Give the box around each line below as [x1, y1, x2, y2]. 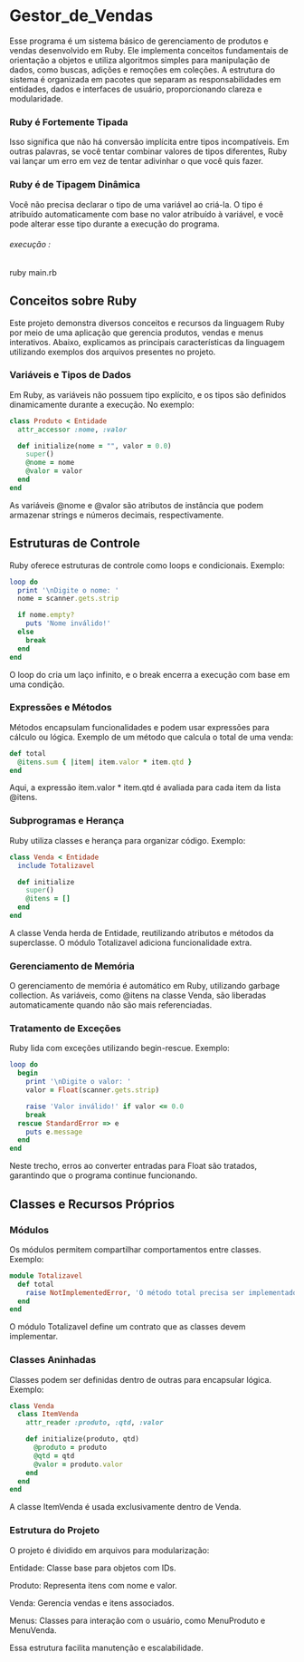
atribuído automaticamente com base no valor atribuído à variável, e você [9, 208, 284, 219]
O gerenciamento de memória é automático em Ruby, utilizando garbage [9, 981, 280, 991]
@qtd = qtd [33, 1451, 75, 1460]
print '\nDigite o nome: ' [17, 585, 119, 594]
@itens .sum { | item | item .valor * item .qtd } [17, 758, 193, 767]
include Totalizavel [17, 861, 95, 870]
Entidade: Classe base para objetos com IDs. [9, 1562, 176, 1573]
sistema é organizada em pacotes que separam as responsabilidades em [9, 73, 282, 84]
